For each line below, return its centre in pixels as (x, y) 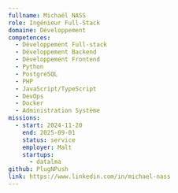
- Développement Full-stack (61, 45)
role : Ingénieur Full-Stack (54, 23)
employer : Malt (47, 147)
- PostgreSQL (37, 74)
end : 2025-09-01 (49, 132)
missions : (24, 118)
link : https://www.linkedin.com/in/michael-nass (89, 177)
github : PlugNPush (38, 169)
